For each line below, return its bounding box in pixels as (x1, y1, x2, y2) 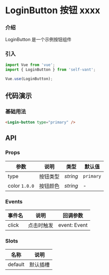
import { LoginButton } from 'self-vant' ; (5, 67, 96, 72)
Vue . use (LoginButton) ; (5, 76, 53, 81)
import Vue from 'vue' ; (5, 62, 56, 67)
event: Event (58, 221, 88, 228)
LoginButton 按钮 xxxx (5, 5, 100, 16)
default (8, 261, 25, 268)
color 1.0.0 (8, 182, 34, 189)
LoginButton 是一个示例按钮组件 (5, 37, 72, 43)
